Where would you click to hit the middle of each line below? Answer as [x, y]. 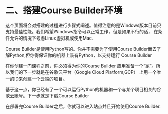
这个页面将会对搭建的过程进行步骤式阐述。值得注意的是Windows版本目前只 [83, 25]
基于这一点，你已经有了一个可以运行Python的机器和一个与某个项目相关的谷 [83, 89]
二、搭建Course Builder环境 [64, 10]
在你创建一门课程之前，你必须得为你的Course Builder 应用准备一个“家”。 [81, 66]
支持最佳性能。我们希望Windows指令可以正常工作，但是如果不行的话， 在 [82, 31]
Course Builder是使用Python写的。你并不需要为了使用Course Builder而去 [81, 49]
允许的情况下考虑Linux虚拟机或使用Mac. [51, 38]
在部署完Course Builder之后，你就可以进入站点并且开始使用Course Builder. [83, 106]
